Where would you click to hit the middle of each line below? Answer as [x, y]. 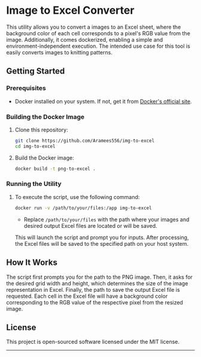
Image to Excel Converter [70, 10]
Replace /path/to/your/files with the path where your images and [106, 219]
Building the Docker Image [45, 117]
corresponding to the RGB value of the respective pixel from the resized [95, 302]
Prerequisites [26, 89]
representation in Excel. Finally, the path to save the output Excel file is [93, 289]
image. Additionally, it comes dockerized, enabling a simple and [85, 39]
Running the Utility [34, 184]
